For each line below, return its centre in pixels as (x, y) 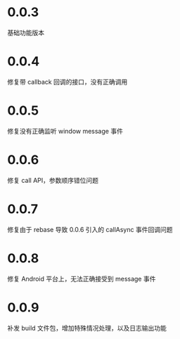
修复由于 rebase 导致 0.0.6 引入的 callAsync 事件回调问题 (90, 229)
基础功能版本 (26, 32)
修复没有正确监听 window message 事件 (65, 131)
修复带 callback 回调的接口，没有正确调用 (67, 82)
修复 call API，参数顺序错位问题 (53, 180)
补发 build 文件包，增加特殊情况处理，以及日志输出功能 (87, 328)
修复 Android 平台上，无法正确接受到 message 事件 (82, 279)
